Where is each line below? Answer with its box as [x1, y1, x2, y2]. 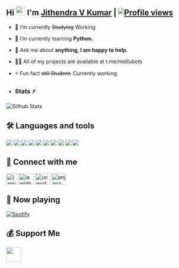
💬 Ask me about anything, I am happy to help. [14, 46, 129, 53]
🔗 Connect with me [6, 157, 78, 167]
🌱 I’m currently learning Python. [14, 35, 94, 42]
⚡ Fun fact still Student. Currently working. [14, 69, 119, 77]
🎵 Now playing [6, 195, 60, 205]
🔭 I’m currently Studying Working [14, 23, 96, 30]
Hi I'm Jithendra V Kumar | [6, 8, 117, 18]
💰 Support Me [6, 228, 60, 238]
